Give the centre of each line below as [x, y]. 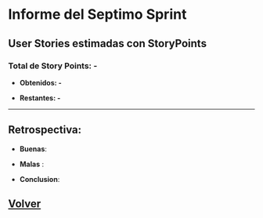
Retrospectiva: [45, 130]
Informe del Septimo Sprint [97, 15]
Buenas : [33, 149]
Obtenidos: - [41, 82]
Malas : [32, 164]
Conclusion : [40, 179]
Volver [25, 204]
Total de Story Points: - [53, 66]
